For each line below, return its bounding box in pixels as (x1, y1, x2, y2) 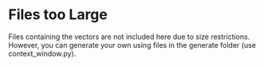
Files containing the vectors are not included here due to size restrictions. (8, 32, 250, 41)
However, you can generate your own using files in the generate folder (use (8, 40, 257, 49)
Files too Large (8, 6, 108, 24)
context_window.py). (8, 49, 77, 58)
